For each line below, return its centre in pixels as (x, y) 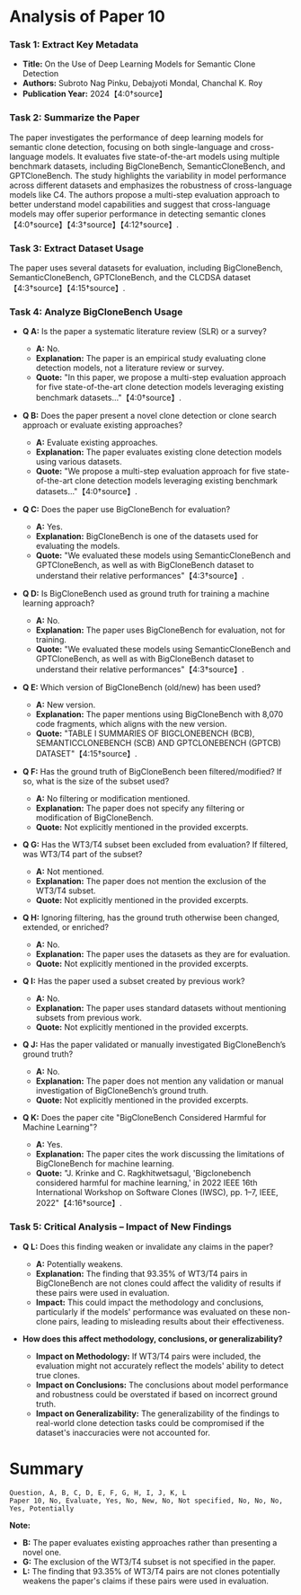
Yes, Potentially (42, 1508)
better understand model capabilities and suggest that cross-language (140, 204)
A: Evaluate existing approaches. (97, 443)
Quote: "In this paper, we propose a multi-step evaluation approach (161, 377)
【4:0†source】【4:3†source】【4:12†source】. (94, 224)
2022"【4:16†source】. (79, 1203)
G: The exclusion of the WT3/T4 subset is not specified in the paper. (149, 1562)
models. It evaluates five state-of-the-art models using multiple (163, 156)
